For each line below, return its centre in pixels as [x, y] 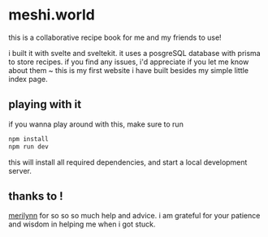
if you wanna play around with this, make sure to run [96, 124]
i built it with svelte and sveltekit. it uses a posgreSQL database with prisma [135, 53]
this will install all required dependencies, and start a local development [128, 162]
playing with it [45, 104]
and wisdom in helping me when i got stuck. [82, 224]
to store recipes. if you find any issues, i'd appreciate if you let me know [129, 62]
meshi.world [52, 15]
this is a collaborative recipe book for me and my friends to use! [115, 37]
